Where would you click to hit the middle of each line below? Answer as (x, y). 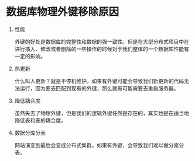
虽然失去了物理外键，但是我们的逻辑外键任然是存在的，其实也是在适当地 (102, 113)
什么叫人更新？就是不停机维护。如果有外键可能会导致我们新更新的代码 (99, 81)
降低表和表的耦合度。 (40, 120)
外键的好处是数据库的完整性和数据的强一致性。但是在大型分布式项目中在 (102, 41)
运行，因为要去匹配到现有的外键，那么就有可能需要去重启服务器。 (99, 88)
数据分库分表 (30, 132)
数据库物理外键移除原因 (63, 12)
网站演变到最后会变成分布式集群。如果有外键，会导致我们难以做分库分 (99, 145)
